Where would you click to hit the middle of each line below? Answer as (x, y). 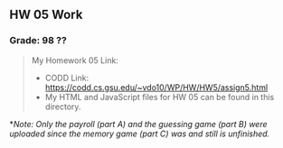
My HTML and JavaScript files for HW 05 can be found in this (160, 97)
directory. (63, 106)
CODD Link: (66, 78)
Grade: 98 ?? (38, 41)
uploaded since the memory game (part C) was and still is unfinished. (140, 134)
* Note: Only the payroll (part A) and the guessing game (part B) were (139, 124)
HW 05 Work (46, 15)
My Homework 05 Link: (75, 60)
